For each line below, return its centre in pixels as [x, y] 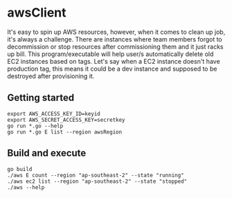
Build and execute [47, 153]
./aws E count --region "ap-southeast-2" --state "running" [96, 175]
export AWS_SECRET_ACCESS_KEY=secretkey [66, 120]
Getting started [41, 98]
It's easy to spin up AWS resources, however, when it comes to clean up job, [116, 32]
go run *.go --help [35, 126]
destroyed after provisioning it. [51, 76]
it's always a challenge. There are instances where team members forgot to [115, 39]
